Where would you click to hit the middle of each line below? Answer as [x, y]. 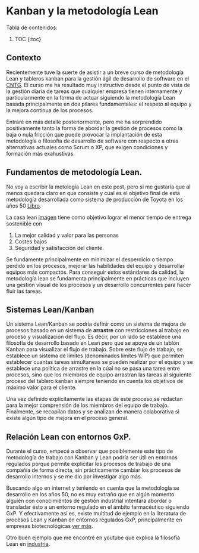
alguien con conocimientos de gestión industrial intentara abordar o [89, 501]
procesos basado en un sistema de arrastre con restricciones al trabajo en [98, 330]
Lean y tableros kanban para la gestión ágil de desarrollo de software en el [97, 78]
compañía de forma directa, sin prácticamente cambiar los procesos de [94, 470]
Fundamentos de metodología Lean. [74, 172]
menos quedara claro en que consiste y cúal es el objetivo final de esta [93, 193]
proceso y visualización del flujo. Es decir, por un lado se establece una [94, 337]
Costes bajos [31, 241]
